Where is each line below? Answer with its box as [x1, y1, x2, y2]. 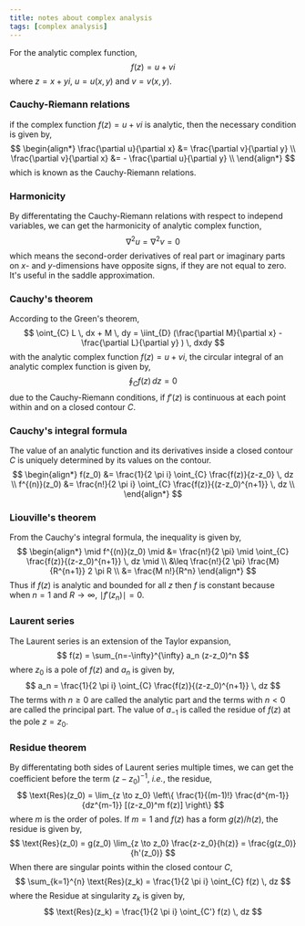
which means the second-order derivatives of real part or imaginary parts [9, 250, 286, 261]
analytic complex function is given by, [9, 362, 152, 373]
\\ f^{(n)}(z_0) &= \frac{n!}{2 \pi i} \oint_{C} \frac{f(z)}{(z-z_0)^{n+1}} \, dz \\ [10, 479, 296, 489]
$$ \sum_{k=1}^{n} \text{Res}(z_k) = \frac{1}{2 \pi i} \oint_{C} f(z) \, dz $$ [15, 876, 291, 887]
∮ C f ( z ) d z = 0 [128, 375, 178, 388]
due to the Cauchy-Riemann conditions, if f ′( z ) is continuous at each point [9, 392, 287, 403]
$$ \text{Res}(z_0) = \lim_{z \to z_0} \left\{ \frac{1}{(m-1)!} [16, 789, 234, 800]
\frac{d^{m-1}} [235, 789, 290, 800]
